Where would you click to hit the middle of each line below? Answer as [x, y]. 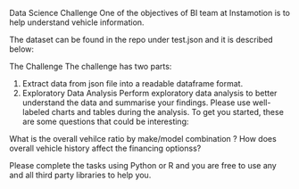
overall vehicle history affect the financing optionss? [105, 148]
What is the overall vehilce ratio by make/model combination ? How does [143, 139]
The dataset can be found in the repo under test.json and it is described [141, 40]
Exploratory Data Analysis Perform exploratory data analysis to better [149, 93]
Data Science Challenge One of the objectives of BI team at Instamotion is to [149, 13]
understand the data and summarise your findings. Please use [137, 103]
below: [21, 49]
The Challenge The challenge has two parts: [91, 66]
